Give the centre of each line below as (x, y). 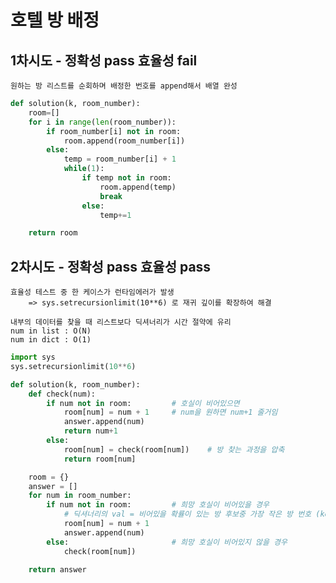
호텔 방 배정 (55, 20)
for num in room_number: (80, 496)
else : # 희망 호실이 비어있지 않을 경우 (167, 542)
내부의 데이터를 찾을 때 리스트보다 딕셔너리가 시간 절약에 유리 (121, 322)
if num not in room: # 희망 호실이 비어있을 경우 (158, 505)
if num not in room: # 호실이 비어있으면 (143, 403)
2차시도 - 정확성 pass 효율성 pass (111, 266)
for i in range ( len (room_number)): (102, 122)
